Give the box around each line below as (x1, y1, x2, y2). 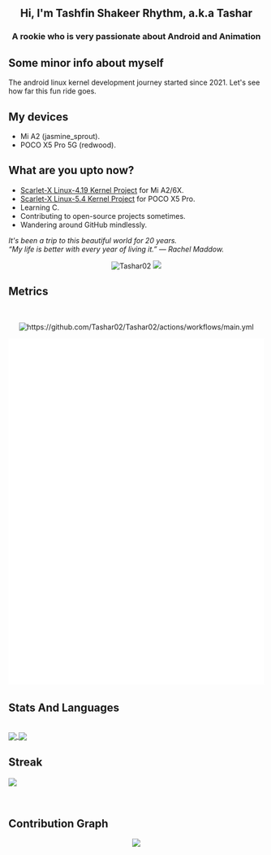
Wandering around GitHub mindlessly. (19, 220, 148, 229)
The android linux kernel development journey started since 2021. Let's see (8, 77, 260, 88)
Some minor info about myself (8, 56, 164, 70)
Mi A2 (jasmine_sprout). (19, 131, 100, 141)
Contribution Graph (8, 817, 109, 831)
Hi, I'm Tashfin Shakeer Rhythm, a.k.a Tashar (19, 7, 253, 20)
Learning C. (19, 203, 60, 212)
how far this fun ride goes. (8, 86, 97, 96)
